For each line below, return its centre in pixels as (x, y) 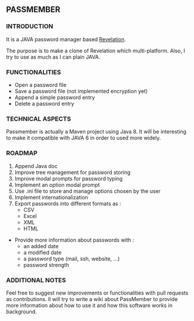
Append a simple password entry (55, 97)
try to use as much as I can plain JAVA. (53, 57)
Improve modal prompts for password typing (68, 178)
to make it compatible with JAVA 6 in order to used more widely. (83, 138)
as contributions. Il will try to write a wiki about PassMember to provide (92, 299)
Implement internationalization (51, 197)
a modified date (42, 252)
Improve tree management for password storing (73, 172)
